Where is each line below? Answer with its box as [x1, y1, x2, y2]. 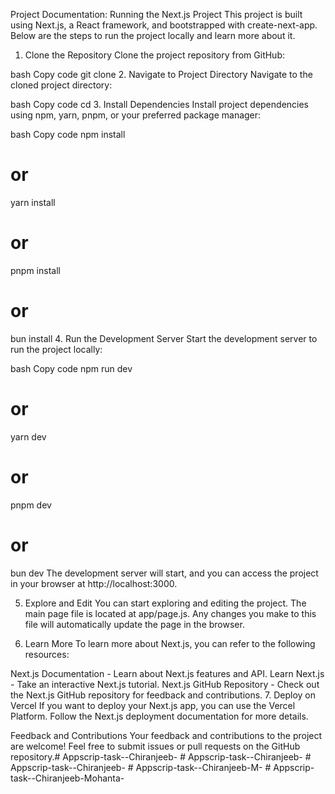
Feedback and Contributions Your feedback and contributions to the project [10, 729, 323, 741]
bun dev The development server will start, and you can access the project [10, 567, 319, 579]
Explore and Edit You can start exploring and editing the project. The [24, 597, 307, 609]
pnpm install [10, 264, 61, 276]
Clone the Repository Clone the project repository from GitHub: [24, 49, 285, 61]
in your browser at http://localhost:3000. [10, 577, 178, 589]
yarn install [10, 196, 56, 208]
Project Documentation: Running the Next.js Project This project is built [10, 9, 303, 20]
